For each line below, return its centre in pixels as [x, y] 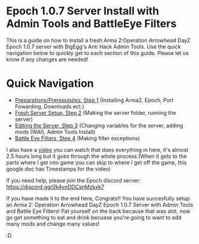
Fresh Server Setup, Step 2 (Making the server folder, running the [95, 112]
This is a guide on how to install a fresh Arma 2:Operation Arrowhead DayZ [98, 40]
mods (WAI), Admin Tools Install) [55, 132]
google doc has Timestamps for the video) [59, 169]
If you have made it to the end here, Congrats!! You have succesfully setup [98, 198]
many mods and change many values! [53, 224]
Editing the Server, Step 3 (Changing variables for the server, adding [99, 125]
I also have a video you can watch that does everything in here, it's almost [97, 150]
